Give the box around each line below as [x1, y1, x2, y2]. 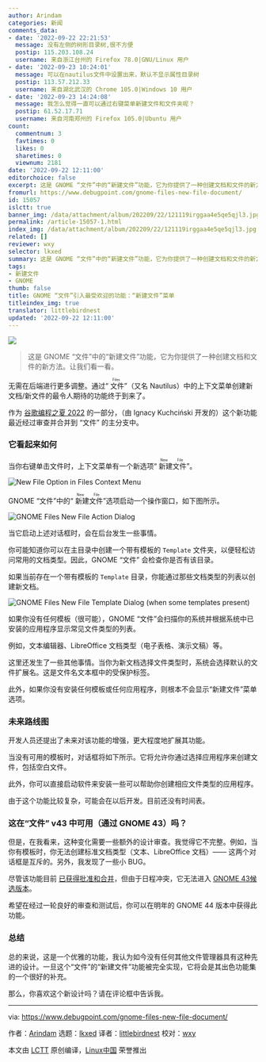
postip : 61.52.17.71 [15, 108, 83, 116]
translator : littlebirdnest [8, 306, 101, 314]
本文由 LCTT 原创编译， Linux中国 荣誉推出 [8, 1045, 147, 1055]
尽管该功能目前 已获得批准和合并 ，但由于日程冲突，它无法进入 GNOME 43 [8, 874, 251, 884]
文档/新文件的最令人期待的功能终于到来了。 [8, 390, 150, 401]
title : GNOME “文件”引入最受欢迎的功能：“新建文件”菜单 [8, 292, 175, 300]
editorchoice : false [8, 174, 77, 182]
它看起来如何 [8, 439, 58, 450]
